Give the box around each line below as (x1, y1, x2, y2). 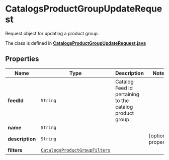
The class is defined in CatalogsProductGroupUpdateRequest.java (5, 40, 146, 46)
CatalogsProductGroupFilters (40, 147, 111, 153)
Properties (5, 55, 39, 63)
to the (115, 97, 129, 104)
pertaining (115, 91, 140, 98)
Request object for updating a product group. (5, 30, 99, 36)
